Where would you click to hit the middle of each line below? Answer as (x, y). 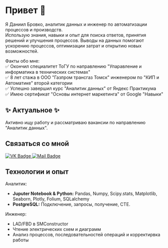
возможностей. (22, 51)
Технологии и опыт (37, 171)
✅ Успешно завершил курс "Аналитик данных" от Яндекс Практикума (81, 88)
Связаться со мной (37, 144)
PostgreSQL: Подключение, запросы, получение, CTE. (71, 205)
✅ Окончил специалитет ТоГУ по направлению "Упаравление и (74, 66)
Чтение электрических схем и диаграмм (57, 229)
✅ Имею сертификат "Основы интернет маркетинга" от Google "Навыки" (84, 94)
